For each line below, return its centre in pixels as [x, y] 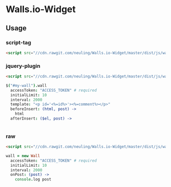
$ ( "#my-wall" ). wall [26, 85]
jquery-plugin [23, 66]
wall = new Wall [23, 156]
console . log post [33, 179]
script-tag [19, 43]
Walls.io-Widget [41, 9]
